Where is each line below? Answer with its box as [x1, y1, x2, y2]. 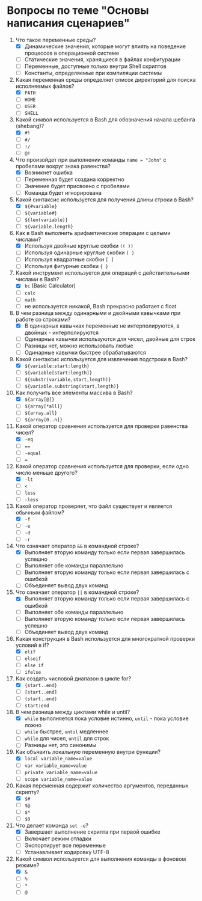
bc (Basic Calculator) [24, 282, 76, 289]
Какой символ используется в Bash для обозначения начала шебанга [15, 116, 195, 123]
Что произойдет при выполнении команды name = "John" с [15, 156, 167, 163]
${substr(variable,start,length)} [24, 377, 111, 383]
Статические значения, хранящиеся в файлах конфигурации [24, 56, 181, 63]
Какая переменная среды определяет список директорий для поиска [15, 76, 196, 84]
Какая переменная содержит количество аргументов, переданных [15, 782, 189, 789]
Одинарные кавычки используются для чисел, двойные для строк [24, 335, 196, 343]
